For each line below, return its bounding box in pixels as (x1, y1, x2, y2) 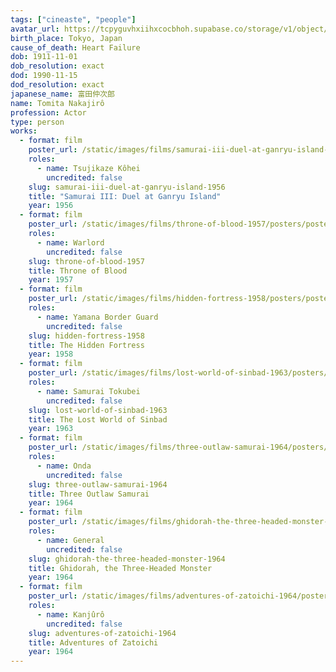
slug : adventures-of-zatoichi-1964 (28, 628, 177, 638)
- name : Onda (36, 461, 92, 471)
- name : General (36, 535, 105, 545)
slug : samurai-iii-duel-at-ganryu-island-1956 (28, 182, 226, 192)
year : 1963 (28, 424, 74, 434)
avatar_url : (10, 24, 60, 34)
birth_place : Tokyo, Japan (10, 33, 123, 43)
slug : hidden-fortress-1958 (28, 331, 145, 341)
